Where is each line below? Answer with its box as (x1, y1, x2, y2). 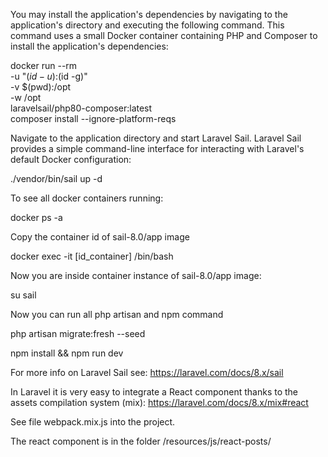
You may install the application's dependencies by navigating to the (10, 9, 288, 20)
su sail (10, 289, 37, 301)
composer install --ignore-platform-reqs (10, 113, 177, 124)
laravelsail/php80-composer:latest (10, 102, 153, 114)
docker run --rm (10, 60, 78, 71)
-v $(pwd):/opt (10, 81, 72, 93)
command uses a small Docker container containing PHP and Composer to (10, 30, 318, 41)
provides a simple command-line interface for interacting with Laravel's (10, 143, 305, 154)
